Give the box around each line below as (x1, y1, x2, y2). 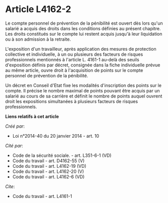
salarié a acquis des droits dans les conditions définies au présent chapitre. (5, 25, 161, 31)
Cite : (5, 183, 15, 189)
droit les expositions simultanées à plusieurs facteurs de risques (5, 98, 138, 104)
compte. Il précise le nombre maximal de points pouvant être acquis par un (5, 87, 160, 93)
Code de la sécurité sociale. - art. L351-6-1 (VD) (12, 152, 112, 158)
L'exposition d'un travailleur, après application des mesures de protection (5, 46, 156, 52)
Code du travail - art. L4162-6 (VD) (12, 173, 85, 179)
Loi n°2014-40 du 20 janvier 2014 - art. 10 (12, 133, 99, 139)
